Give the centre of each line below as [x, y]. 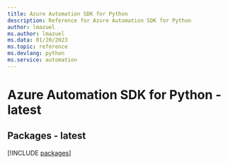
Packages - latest [47, 136]
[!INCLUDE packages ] [39, 153]
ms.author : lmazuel [36, 34]
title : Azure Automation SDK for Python [68, 14]
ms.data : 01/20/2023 [38, 40]
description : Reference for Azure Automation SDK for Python [99, 20]
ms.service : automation [42, 60]
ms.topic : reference [38, 47]
